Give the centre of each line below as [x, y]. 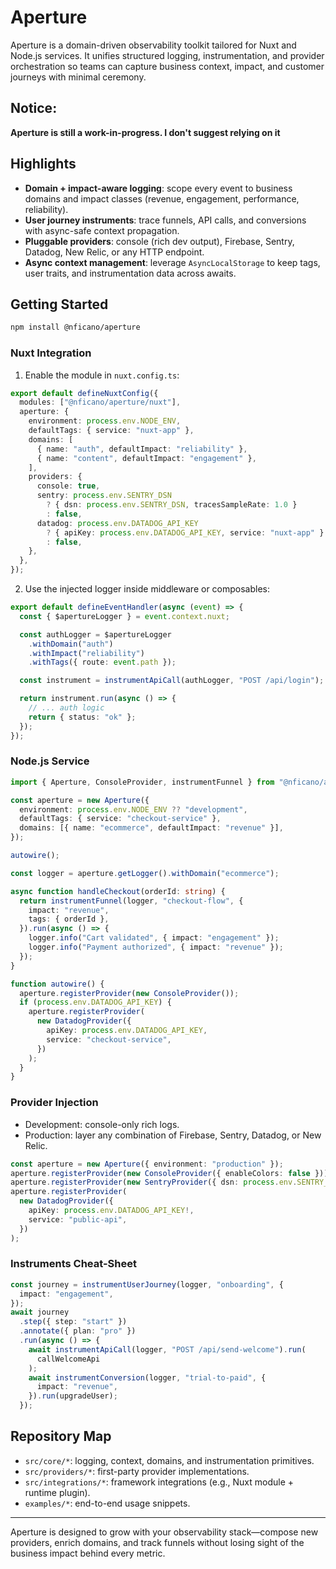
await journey [40, 1312]
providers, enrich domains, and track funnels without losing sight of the [157, 1542]
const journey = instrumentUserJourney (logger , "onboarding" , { [147, 1284]
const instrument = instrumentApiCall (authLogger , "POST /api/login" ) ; [172, 681]
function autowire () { [57, 984]
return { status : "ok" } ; [82, 717]
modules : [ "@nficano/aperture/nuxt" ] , [100, 402]
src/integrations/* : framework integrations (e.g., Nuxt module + [159, 1482]
